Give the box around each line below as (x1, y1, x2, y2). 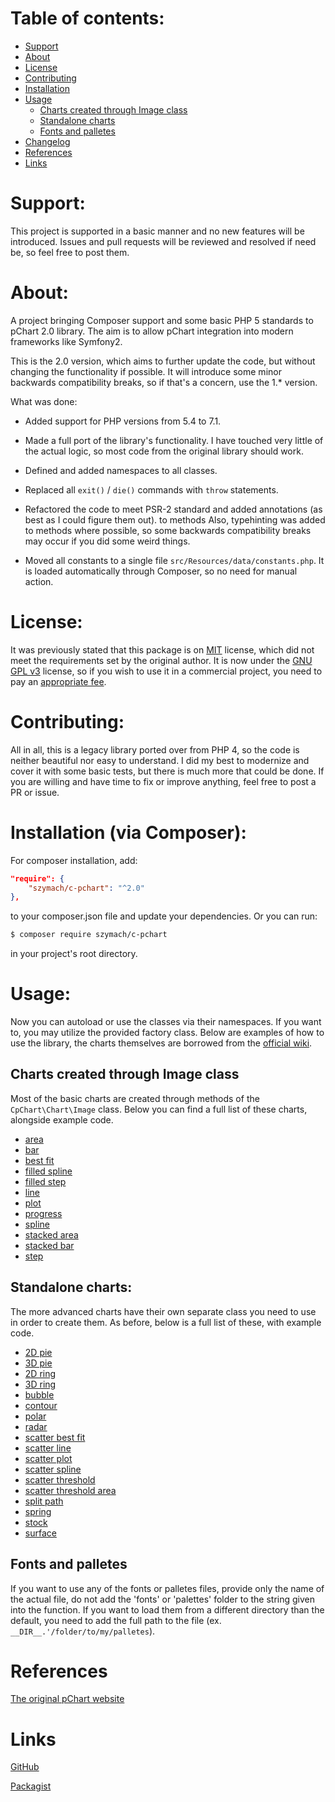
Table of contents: (10, 7, 165, 30)
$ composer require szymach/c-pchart (10, 930, 168, 940)
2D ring (24, 1367, 57, 1379)
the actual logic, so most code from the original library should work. (24, 445, 304, 457)
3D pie (24, 1357, 53, 1369)
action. (24, 575, 54, 587)
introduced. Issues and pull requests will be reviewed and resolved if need (10, 235, 317, 247)
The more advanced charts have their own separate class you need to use (10, 1305, 317, 1317)
